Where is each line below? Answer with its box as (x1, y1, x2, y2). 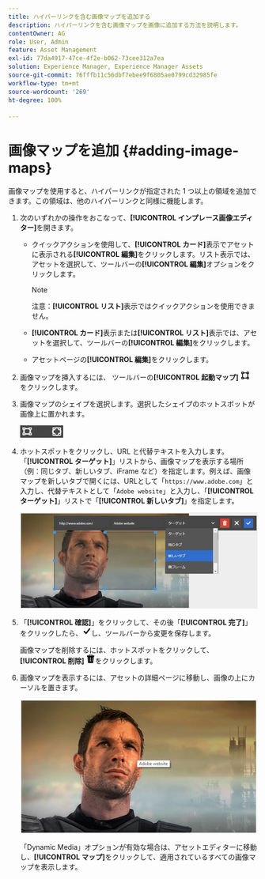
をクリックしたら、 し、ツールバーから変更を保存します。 (19, 628, 216, 638)
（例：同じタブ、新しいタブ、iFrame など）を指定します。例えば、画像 (19, 466, 252, 476)
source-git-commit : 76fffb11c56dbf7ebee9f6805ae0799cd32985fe (8, 71, 218, 79)
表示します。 (40, 862, 82, 871)
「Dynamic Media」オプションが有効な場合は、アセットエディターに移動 (19, 842, 257, 851)
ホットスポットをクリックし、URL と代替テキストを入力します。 (19, 447, 229, 456)
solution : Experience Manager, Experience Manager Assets (8, 63, 203, 71)
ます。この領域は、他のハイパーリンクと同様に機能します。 (14, 196, 208, 206)
